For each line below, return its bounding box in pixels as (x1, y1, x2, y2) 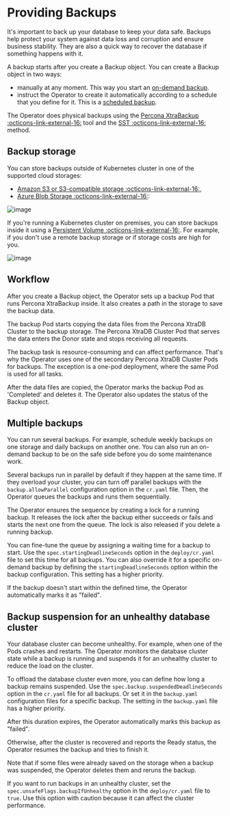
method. (7, 126, 31, 134)
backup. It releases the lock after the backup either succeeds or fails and (7, 513, 214, 521)
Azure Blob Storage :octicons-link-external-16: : (16, 192, 151, 200)
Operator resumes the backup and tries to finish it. (7, 745, 149, 753)
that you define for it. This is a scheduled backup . (16, 98, 157, 106)
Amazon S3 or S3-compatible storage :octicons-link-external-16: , (16, 184, 202, 193)
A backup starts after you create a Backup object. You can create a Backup (7, 63, 219, 71)
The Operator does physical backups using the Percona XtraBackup (7, 111, 199, 120)
